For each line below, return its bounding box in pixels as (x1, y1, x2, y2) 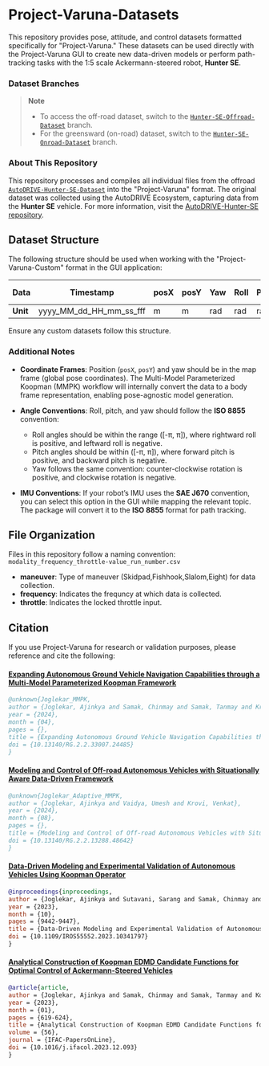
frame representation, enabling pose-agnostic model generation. (19, 390, 234, 399)
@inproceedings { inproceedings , (8, 888, 113, 896)
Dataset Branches (8, 78, 80, 89)
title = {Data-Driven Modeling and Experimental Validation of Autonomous (8, 925, 263, 933)
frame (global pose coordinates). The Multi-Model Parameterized (19, 373, 235, 382)
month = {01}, (8, 1006, 56, 1014)
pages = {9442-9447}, (8, 917, 81, 925)
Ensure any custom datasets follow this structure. (8, 326, 171, 336)
